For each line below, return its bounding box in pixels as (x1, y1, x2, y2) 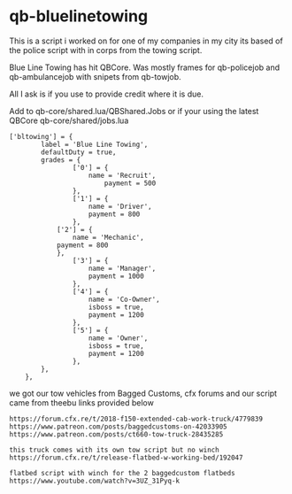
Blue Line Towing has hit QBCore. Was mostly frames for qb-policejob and (9, 62, 280, 73)
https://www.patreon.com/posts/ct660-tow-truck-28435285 (9, 429, 224, 439)
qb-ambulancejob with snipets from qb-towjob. (9, 71, 181, 81)
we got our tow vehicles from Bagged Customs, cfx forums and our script (9, 388, 277, 398)
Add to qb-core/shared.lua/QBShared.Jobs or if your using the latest (9, 105, 259, 116)
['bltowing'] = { (9, 132, 73, 141)
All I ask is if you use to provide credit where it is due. (9, 89, 204, 99)
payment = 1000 (88, 272, 144, 281)
